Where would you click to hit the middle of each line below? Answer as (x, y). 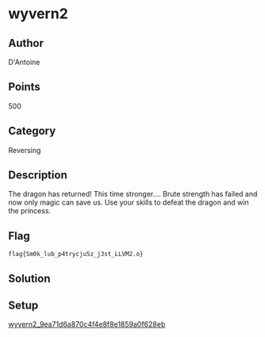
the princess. (30, 211)
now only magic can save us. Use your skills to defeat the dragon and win (129, 202)
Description (38, 175)
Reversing (25, 150)
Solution (29, 278)
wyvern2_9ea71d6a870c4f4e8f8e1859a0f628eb (87, 324)
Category (32, 131)
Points (25, 87)
